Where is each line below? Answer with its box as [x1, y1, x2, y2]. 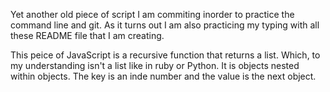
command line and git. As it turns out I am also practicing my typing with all [10, 19, 320, 31]
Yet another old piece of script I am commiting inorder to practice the [10, 9, 295, 20]
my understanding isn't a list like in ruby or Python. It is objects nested [10, 60, 300, 71]
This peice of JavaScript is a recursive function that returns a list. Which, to [10, 49, 321, 61]
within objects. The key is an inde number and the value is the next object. [10, 70, 317, 82]
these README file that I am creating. [10, 30, 165, 41]
